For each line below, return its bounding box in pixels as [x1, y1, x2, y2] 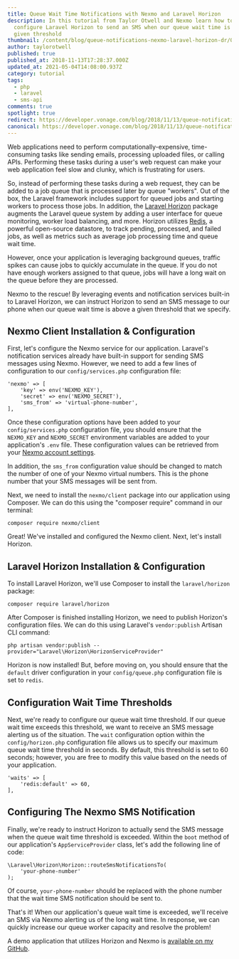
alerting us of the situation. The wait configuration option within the [7, 730, 205, 738]
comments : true [7, 103, 53, 110]
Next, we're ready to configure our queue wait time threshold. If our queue [7, 715, 226, 724]
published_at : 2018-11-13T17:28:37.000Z [7, 57, 129, 64]
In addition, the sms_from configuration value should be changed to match [7, 462, 223, 470]
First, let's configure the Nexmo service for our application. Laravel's [7, 344, 208, 353]
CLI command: [7, 628, 51, 637]
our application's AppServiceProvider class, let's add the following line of [7, 840, 221, 849]
